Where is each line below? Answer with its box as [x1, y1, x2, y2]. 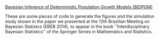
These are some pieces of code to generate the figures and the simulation [5, 13, 155, 19]
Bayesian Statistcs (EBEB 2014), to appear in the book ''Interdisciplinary [5, 24, 150, 29]
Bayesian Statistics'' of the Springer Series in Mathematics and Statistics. [5, 29, 153, 34]
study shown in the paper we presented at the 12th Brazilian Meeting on [5, 19, 150, 24]
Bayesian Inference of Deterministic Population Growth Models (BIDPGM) [5, 4, 153, 10]
